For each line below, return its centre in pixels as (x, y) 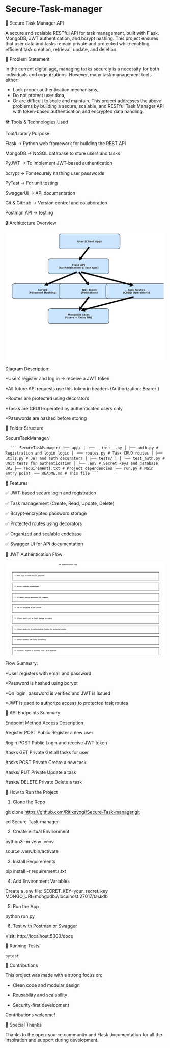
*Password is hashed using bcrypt (41, 683)
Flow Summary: (22, 663)
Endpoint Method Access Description (45, 723)
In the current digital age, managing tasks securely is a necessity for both (82, 69)
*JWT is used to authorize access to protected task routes (67, 703)
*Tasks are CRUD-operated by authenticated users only (64, 409)
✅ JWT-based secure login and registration (51, 493)
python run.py (20, 916)
